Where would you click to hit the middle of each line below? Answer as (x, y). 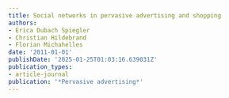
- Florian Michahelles (46, 45)
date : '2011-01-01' (40, 52)
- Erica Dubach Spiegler (49, 30)
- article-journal (38, 74)
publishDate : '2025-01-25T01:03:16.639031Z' (83, 60)
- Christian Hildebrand (48, 38)
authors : (23, 23)
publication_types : (40, 67)
